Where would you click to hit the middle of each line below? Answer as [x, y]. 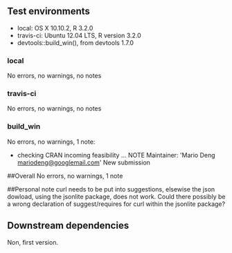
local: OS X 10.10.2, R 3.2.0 [55, 28]
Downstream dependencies [68, 226]
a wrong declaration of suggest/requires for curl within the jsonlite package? [116, 204]
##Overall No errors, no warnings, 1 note [65, 176]
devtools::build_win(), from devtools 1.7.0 [75, 43]
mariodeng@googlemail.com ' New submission [84, 162]
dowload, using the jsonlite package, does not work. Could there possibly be [116, 196]
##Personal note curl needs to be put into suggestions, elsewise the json [111, 189]
